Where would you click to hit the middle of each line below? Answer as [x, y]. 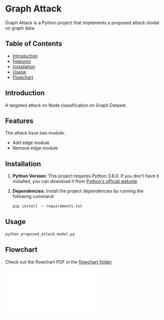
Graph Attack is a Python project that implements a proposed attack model [82, 23]
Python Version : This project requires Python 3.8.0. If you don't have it [86, 176]
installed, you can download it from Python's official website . [75, 181]
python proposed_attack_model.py [40, 234]
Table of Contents [34, 44]
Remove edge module [35, 148]
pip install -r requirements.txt [47, 206]
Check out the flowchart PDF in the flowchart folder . [59, 262]
